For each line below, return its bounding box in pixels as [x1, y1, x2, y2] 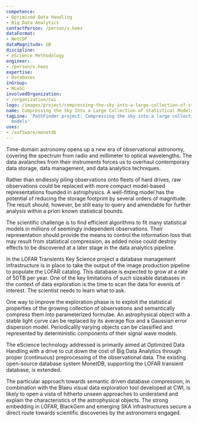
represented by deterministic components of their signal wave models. [6, 329, 178, 337]
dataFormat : [6, 31, 35, 37]
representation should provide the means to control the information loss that [6, 231, 192, 238]
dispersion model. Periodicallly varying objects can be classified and [6, 323, 173, 330]
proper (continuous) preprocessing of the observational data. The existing [6, 353, 186, 361]
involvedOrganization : [6, 91, 62, 97]
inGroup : [6, 80, 28, 86]
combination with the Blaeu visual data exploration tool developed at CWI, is [6, 384, 190, 391]
